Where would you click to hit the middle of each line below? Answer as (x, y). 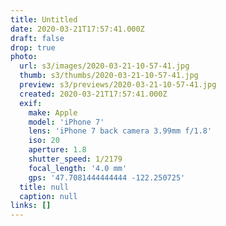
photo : (24, 57)
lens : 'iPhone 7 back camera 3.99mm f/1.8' (120, 131)
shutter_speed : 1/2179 (75, 159)
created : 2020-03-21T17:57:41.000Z (93, 94)
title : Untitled (44, 19)
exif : (31, 103)
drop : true (33, 47)
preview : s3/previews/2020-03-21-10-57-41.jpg (118, 85)
